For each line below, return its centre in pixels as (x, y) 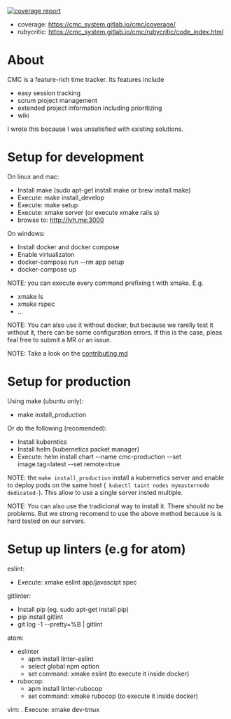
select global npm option (64, 666)
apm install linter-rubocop (65, 688)
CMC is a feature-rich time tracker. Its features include (86, 79)
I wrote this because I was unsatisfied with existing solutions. (96, 129)
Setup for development (76, 157)
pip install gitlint (40, 617)
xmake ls (30, 296)
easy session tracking (49, 93)
